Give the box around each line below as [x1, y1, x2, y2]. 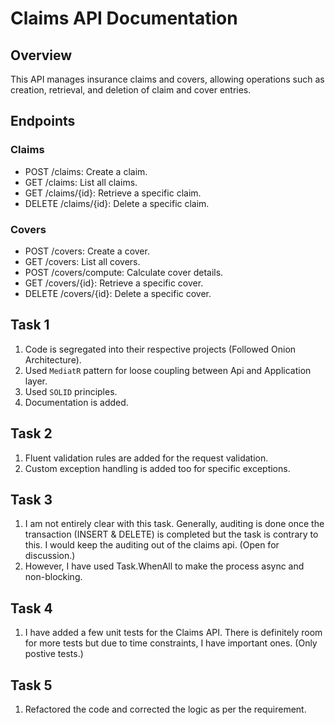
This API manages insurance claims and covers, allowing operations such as [10, 73, 325, 85]
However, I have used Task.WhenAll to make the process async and [24, 560, 305, 572]
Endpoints [10, 113, 76, 130]
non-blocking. [24, 571, 83, 583]
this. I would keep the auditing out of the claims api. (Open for [24, 539, 280, 551]
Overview [10, 47, 73, 64]
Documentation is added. [24, 396, 129, 408]
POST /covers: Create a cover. [24, 245, 150, 257]
